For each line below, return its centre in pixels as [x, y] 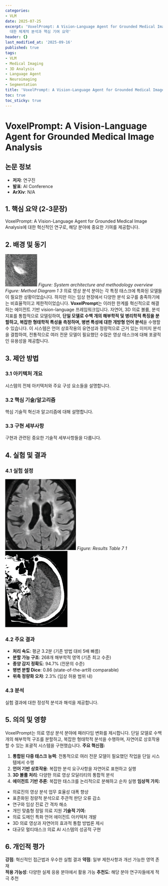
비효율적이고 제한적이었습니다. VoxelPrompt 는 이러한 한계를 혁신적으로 [80, 303]
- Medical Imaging [24, 63]
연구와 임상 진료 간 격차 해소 [40, 804]
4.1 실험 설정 [19, 470]
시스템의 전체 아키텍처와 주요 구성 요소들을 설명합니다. [58, 386]
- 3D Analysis [20, 69]
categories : [17, 11]
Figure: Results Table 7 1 [102, 549]
